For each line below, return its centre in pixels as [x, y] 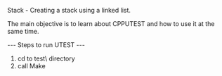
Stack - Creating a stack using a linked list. [69, 10]
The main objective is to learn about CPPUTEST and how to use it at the [111, 24]
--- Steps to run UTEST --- [46, 45]
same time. [24, 31]
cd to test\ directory [46, 58]
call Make [31, 66]
